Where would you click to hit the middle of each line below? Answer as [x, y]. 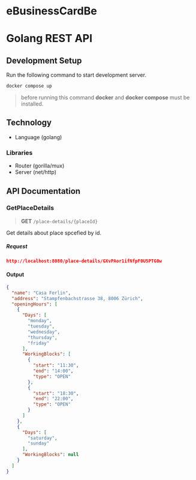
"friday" [39, 343]
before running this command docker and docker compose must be [105, 98]
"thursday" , [43, 337]
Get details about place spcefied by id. [54, 233]
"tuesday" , [41, 326]
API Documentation [43, 191]
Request [17, 247]
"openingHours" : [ [35, 304]
